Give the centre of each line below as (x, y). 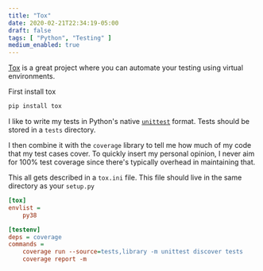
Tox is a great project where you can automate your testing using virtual (126, 68)
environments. (32, 76)
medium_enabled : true (44, 45)
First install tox (32, 91)
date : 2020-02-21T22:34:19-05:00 (64, 23)
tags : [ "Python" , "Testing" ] (60, 38)
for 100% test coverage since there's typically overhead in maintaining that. (132, 162)
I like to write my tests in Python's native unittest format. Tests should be (129, 121)
